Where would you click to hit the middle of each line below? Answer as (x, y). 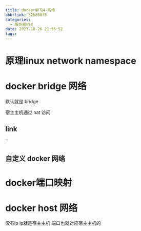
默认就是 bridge (22, 102)
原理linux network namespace (71, 61)
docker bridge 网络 (46, 86)
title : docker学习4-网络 (30, 10)
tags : (11, 34)
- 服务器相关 (22, 24)
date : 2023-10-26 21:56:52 (34, 29)
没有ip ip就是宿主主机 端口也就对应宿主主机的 (53, 223)
